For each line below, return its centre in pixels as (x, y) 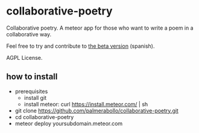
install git (35, 97)
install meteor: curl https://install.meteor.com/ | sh (86, 104)
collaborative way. (29, 34)
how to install (32, 77)
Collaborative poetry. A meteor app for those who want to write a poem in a (100, 28)
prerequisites (31, 91)
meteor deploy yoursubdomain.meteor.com (69, 123)
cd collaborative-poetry (44, 117)
